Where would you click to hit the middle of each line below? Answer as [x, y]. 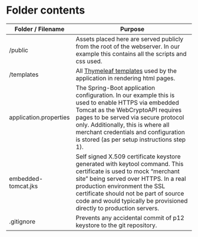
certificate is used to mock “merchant [128, 171]
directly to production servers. [118, 208]
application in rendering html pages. [126, 78]
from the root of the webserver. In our [128, 46]
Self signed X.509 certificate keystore [128, 156]
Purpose [132, 29]
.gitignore [22, 221]
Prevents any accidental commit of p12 [130, 217]
